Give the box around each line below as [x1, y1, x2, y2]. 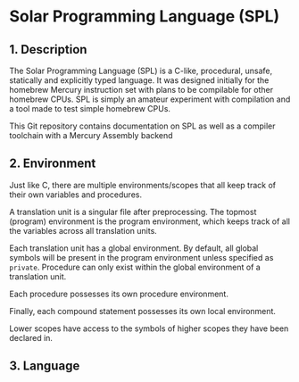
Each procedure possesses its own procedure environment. [9, 288, 229, 299]
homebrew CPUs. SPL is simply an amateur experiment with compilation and [9, 94, 291, 104]
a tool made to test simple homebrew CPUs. [9, 104, 171, 113]
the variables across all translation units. [9, 225, 158, 236]
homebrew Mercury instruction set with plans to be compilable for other [9, 85, 274, 95]
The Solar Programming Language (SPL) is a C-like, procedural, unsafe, [9, 65, 273, 76]
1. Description [9, 42, 87, 57]
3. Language [9, 359, 80, 374]
